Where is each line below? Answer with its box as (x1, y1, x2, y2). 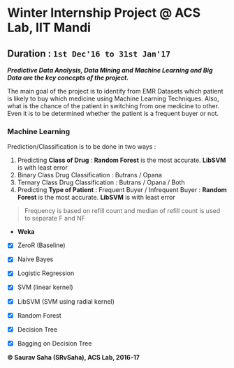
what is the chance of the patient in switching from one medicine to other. (7, 102, 220, 110)
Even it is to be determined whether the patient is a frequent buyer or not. (7, 110, 219, 117)
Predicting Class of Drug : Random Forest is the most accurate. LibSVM (17, 156, 226, 165)
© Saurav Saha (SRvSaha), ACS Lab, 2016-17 (7, 353, 140, 361)
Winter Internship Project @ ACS (7, 5, 201, 21)
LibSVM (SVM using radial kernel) (17, 297, 115, 305)
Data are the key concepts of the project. (7, 73, 129, 82)
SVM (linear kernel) (17, 283, 73, 291)
